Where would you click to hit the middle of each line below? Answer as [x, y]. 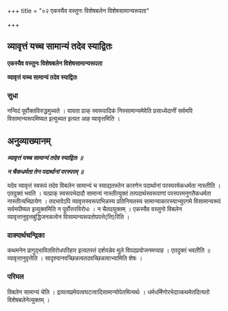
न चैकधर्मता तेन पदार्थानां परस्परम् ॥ [46, 171]
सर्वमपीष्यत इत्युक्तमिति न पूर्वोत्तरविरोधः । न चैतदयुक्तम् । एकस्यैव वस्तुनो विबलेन [95, 209]
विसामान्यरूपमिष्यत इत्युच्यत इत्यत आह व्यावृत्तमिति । [64, 119]
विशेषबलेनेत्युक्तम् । [28, 300]
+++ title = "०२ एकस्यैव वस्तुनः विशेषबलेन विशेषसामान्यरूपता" [78, 11]
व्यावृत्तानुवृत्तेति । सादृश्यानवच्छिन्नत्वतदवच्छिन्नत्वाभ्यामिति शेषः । [75, 258]
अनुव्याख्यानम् [29, 141]
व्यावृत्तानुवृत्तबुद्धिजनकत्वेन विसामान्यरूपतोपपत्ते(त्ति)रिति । [68, 216]
